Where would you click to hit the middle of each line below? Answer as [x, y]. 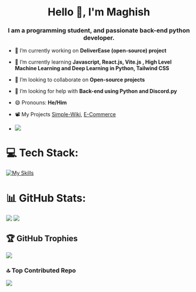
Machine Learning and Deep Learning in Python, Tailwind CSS [92, 68]
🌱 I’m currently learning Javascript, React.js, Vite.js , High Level [93, 62]
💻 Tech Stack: [42, 152]
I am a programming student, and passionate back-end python [99, 31]
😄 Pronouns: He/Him [41, 103]
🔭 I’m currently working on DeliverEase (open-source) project [90, 51]
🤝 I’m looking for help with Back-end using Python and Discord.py [96, 91]
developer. [99, 38]
